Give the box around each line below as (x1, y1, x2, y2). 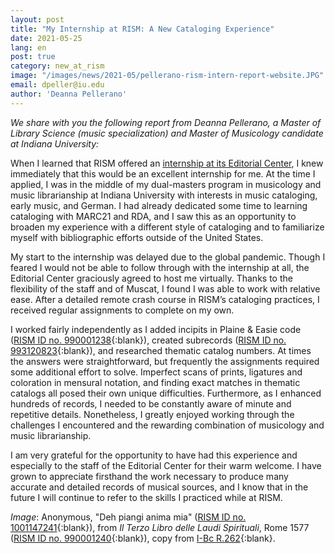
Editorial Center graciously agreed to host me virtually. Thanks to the (10, 272, 293, 284)
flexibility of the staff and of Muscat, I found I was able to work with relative (10, 282, 321, 295)
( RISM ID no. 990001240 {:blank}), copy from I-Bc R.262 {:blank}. (10, 532, 276, 544)
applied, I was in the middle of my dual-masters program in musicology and (10, 178, 322, 190)
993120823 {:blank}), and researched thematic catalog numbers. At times (10, 344, 312, 356)
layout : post (10, 14, 65, 25)
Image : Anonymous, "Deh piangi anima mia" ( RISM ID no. (10, 511, 247, 523)
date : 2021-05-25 (10, 33, 83, 43)
